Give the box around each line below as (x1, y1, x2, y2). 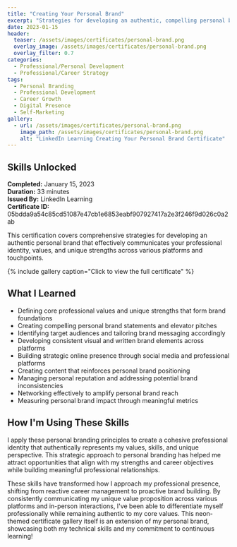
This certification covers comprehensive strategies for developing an (7, 231, 208, 240)
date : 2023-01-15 (7, 23, 59, 30)
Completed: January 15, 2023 (7, 180, 95, 188)
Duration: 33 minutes (7, 188, 70, 196)
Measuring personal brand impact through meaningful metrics (17, 396, 199, 404)
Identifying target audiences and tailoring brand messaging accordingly (17, 329, 226, 337)
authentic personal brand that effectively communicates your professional (7, 239, 222, 247)
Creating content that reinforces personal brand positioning (17, 366, 190, 375)
